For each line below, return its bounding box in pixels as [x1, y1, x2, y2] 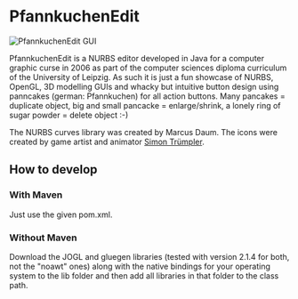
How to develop [9, 162, 98, 177]
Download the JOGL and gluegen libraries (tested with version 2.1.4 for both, [9, 251, 290, 262]
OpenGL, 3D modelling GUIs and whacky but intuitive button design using [9, 81, 279, 92]
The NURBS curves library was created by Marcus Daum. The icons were [9, 126, 278, 137]
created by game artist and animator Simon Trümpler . [9, 136, 205, 147]
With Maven [9, 189, 63, 201]
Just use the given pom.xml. [9, 209, 113, 220]
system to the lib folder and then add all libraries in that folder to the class [9, 270, 279, 281]
